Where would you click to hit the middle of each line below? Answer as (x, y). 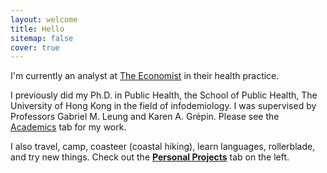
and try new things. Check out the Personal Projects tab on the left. (150, 157)
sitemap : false (42, 38)
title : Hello (37, 29)
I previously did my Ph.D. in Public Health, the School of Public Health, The (164, 95)
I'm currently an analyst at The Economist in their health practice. (145, 76)
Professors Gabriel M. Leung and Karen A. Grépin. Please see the (145, 117)
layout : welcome (44, 19)
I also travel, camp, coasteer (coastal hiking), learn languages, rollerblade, (163, 147)
